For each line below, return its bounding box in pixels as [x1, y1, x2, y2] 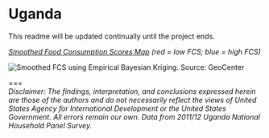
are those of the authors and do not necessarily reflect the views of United [8, 95, 257, 104]
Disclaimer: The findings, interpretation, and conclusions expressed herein [8, 86, 256, 96]
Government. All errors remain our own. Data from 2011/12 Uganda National [8, 112, 260, 121]
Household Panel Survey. [8, 120, 93, 130]
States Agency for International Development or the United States [8, 103, 227, 113]
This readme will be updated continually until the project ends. [8, 31, 215, 41]
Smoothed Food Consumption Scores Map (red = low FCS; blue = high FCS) [8, 47, 262, 56]
